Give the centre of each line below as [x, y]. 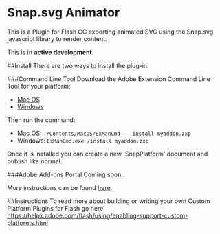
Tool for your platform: [39, 86]
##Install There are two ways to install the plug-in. [78, 65]
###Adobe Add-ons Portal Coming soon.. [66, 174]
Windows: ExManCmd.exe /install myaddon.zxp [83, 140]
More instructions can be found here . [60, 187]
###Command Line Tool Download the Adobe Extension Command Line [109, 79]
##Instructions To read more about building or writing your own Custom [109, 201]
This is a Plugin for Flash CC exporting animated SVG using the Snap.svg [110, 32]
